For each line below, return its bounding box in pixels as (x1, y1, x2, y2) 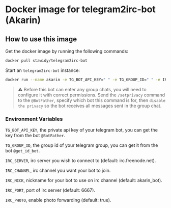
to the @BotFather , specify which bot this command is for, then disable (17, 97, 166, 103)
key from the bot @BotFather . (5, 133, 65, 139)
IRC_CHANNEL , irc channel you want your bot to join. (5, 167, 111, 174)
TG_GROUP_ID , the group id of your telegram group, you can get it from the (5, 142, 158, 148)
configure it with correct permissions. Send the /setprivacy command (17, 92, 165, 98)
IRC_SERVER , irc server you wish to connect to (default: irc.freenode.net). (5, 158, 156, 164)
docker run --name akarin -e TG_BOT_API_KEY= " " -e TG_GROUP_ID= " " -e (5, 77, 160, 82)
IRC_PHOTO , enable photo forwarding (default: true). (5, 197, 111, 203)
